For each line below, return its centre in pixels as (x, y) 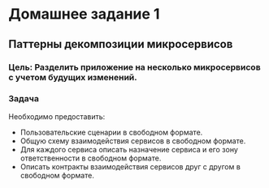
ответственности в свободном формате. (91, 158)
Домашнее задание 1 (84, 14)
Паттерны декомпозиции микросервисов (121, 44)
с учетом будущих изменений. (73, 77)
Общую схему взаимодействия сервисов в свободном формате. (133, 141)
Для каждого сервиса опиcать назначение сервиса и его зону (129, 149)
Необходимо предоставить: (57, 116)
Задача (24, 99)
